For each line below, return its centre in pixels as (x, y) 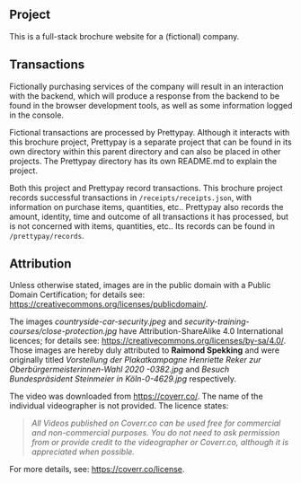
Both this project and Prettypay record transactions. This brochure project (146, 188)
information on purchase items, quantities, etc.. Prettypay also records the (146, 206)
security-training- (217, 321)
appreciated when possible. (83, 452)
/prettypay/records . (47, 235)
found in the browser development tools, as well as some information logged (151, 105)
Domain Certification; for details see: (77, 294)
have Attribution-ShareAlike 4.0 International (201, 331)
